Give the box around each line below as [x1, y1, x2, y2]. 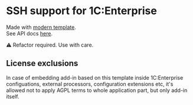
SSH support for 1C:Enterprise [6, 4, 158, 18]
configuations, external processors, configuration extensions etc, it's [6, 80, 174, 87]
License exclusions [6, 58, 78, 68]
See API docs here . [6, 29, 53, 37]
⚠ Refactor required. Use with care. [6, 41, 94, 48]
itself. [6, 93, 19, 100]
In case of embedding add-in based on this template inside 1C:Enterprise [6, 74, 184, 81]
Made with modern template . [6, 24, 77, 31]
